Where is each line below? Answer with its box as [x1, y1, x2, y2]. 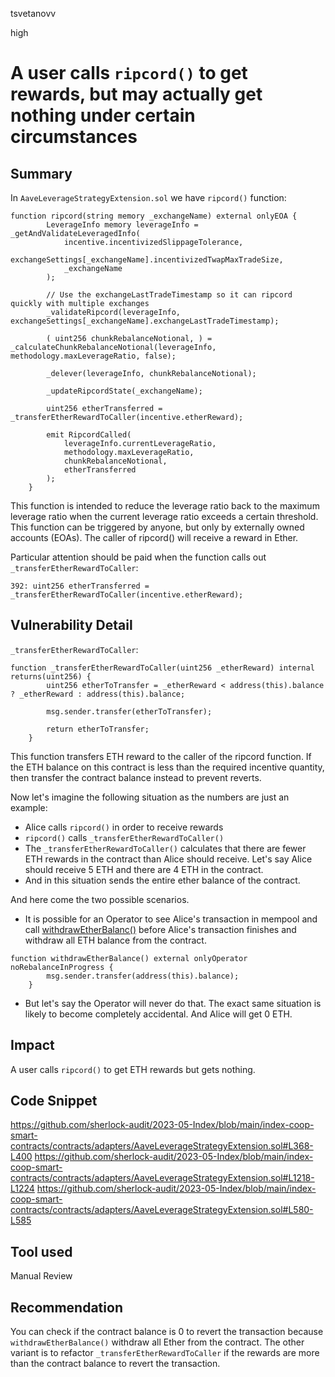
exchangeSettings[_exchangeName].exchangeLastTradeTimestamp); [10, 316, 280, 326]
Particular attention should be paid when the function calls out [10, 551, 267, 563]
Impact [10, 1037, 55, 1054]
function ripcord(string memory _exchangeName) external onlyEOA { [10, 211, 298, 221]
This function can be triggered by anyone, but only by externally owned [10, 521, 305, 533]
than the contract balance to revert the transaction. [10, 1358, 221, 1370]
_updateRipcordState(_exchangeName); [46, 386, 203, 396]
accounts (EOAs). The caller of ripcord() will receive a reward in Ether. [10, 532, 299, 543]
